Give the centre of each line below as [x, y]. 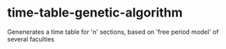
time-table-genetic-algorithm [95, 13]
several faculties [31, 39]
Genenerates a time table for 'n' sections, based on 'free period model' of [113, 32]
